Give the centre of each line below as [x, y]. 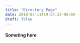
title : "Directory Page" [31, 10]
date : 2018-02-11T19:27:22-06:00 [40, 14]
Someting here [21, 35]
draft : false [19, 19]
